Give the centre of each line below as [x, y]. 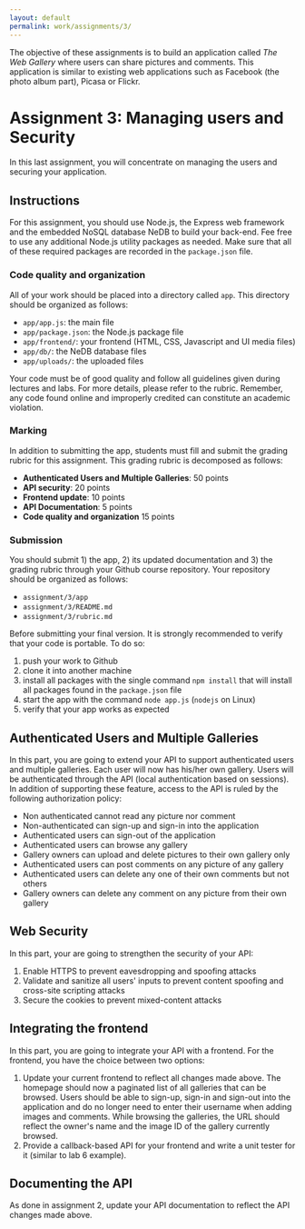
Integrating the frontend [79, 1029]
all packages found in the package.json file [102, 690]
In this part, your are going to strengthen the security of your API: [132, 953]
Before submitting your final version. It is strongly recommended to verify [146, 634]
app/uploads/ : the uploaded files [83, 361]
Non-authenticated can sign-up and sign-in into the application [141, 825]
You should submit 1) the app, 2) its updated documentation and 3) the [141, 560]
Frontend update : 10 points [74, 497]
